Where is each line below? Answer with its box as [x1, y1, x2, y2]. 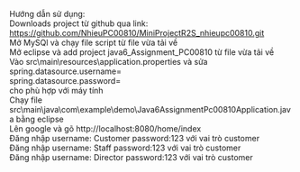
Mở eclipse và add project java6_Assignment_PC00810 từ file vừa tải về [9, 47, 275, 58]
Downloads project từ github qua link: [9, 18, 149, 29]
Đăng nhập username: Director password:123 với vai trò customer [9, 152, 254, 162]
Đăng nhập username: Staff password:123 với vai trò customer [9, 142, 241, 153]
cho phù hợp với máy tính [9, 86, 104, 95]
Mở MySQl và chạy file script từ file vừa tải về [9, 37, 178, 48]
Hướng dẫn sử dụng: [9, 9, 86, 19]
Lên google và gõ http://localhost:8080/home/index [9, 123, 202, 134]
